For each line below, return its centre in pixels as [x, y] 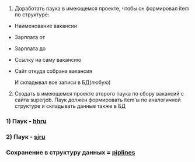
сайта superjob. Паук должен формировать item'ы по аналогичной [97, 100]
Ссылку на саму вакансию [48, 60]
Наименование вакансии [46, 26]
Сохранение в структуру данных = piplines [71, 152]
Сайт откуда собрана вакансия [53, 71]
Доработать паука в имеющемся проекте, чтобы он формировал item [102, 8]
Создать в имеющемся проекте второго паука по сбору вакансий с [99, 94]
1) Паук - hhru [26, 121]
